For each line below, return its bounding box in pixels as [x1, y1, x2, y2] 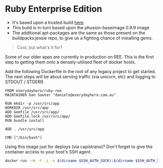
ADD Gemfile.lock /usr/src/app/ [5, 113, 70, 119]
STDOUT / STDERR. [5, 79, 45, 85]
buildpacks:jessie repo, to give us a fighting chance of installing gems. [12, 35, 153, 41]
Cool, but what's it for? [16, 44, 63, 50]
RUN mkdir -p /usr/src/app [5, 101, 60, 106]
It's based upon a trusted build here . [12, 19, 85, 25]
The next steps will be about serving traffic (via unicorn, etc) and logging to [5, 74, 156, 79]
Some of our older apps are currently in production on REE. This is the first [5, 54, 154, 59]
